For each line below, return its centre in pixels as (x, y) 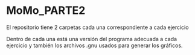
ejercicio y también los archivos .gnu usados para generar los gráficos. (94, 45)
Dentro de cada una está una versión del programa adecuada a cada (91, 39)
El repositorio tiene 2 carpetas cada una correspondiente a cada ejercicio (97, 27)
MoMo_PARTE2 (46, 11)
